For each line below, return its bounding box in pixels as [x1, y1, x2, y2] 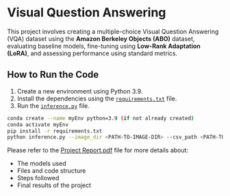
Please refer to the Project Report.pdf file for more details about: [7, 146, 189, 154]
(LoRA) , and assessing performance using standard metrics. [7, 49, 178, 57]
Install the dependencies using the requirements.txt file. [16, 94, 177, 102]
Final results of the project [16, 181, 91, 189]
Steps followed [16, 174, 60, 182]
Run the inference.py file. [16, 101, 90, 110]
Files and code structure [16, 167, 86, 175]
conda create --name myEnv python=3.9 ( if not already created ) [7, 115, 194, 122]
